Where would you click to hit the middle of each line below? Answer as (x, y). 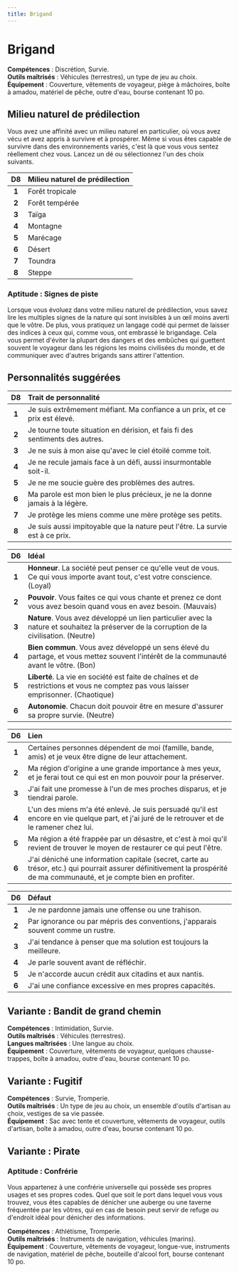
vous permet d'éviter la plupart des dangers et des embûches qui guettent (116, 340)
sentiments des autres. (66, 439)
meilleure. (44, 951)
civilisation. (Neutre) (62, 636)
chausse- (201, 1051)
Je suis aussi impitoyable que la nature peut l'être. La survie (127, 527)
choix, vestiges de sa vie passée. (56, 1114)
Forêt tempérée (53, 203)
